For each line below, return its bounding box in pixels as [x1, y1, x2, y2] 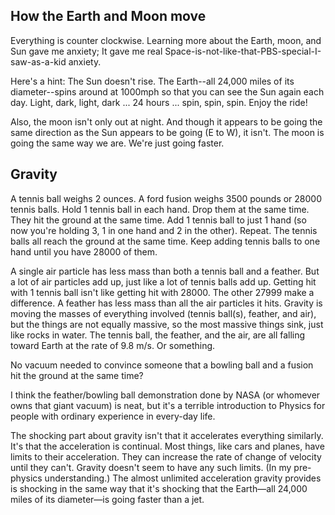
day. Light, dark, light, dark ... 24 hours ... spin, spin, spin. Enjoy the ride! [10, 96, 308, 108]
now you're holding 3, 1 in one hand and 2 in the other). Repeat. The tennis [10, 224, 318, 236]
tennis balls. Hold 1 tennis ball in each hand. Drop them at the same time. [10, 203, 310, 215]
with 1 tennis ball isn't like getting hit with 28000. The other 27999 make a [10, 286, 315, 298]
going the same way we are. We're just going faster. [10, 137, 225, 149]
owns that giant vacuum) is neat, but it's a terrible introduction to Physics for [10, 399, 326, 411]
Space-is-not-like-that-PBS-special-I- [164, 45, 322, 57]
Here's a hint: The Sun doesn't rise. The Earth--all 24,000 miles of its [10, 75, 295, 87]
